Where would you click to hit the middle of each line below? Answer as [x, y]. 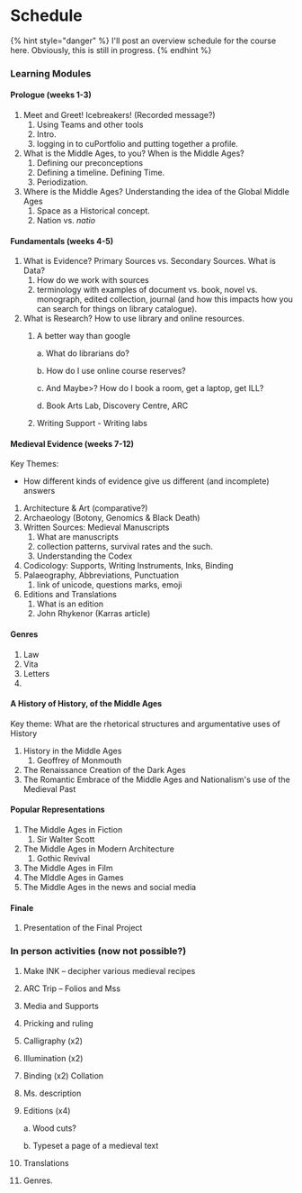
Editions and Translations [70, 595]
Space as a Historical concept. [93, 211]
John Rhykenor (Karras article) [93, 614]
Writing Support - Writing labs [92, 423]
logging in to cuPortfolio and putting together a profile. [138, 144]
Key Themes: [35, 464]
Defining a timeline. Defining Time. [101, 173]
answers [39, 491]
